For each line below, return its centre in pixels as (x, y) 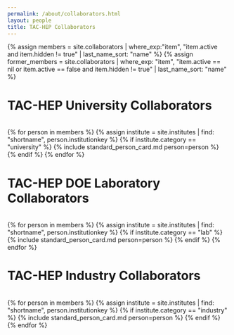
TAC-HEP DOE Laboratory (84, 183)
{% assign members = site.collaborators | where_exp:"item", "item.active (112, 47)
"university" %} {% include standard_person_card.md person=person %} (113, 147)
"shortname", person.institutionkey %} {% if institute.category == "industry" (117, 310)
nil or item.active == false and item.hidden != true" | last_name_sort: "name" (117, 69)
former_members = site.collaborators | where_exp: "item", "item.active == (114, 62)
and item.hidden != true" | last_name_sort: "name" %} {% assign (100, 54)
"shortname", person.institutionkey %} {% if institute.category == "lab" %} (115, 232)
